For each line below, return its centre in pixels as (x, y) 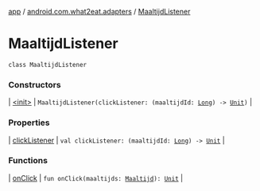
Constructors (35, 84)
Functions (28, 161)
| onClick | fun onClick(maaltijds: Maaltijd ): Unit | (96, 177)
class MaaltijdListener (48, 64)
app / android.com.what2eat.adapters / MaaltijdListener (99, 12)
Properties (29, 123)
